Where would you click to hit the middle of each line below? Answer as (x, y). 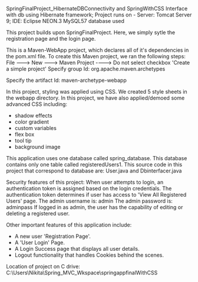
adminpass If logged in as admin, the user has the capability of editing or (95, 207)
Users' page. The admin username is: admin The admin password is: (89, 201)
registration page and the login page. (51, 39)
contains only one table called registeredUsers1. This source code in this (94, 165)
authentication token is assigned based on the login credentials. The (89, 188)
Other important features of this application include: (69, 225)
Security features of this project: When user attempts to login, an (85, 182)
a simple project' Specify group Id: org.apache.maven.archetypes (86, 69)
